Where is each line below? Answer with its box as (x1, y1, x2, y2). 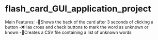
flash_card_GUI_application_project (5, 3, 151, 14)
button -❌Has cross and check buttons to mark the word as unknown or (5, 24, 149, 30)
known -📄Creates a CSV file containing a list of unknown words (5, 30, 132, 35)
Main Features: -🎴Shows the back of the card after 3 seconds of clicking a (5, 19, 154, 25)
